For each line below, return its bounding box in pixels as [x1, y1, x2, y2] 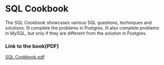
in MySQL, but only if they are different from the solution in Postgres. [5, 30, 147, 36]
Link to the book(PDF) [5, 42, 59, 49]
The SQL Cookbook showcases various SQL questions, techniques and [5, 19, 152, 25]
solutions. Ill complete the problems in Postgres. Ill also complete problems [5, 24, 159, 30]
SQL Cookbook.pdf [5, 54, 45, 60]
